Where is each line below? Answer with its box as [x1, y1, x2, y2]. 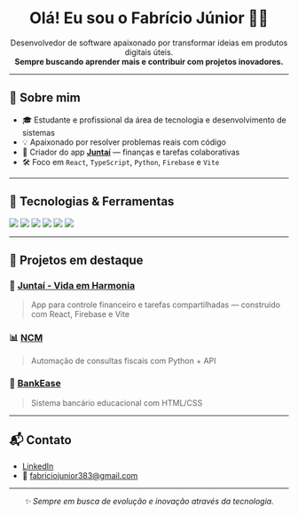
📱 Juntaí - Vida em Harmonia [9, 279, 136, 291]
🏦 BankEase [9, 377, 61, 390]
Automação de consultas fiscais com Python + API [30, 355, 216, 366]
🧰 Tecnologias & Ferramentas [9, 194, 175, 210]
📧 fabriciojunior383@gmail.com [21, 470, 138, 480]
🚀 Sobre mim [9, 91, 82, 106]
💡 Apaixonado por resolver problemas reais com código [21, 137, 226, 147]
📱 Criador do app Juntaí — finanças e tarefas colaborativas [21, 147, 240, 157]
